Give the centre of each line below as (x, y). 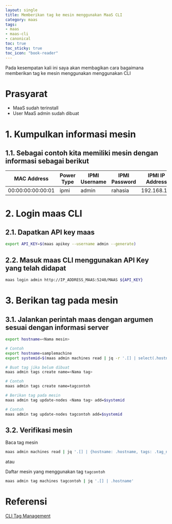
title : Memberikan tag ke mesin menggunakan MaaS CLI (64, 15)
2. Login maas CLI (44, 213)
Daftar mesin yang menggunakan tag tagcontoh (55, 472)
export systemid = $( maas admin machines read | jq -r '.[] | (71, 358)
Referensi (26, 502)
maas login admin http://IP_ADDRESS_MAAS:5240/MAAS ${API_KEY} (74, 280)
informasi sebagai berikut (47, 161)
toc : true (16, 44)
